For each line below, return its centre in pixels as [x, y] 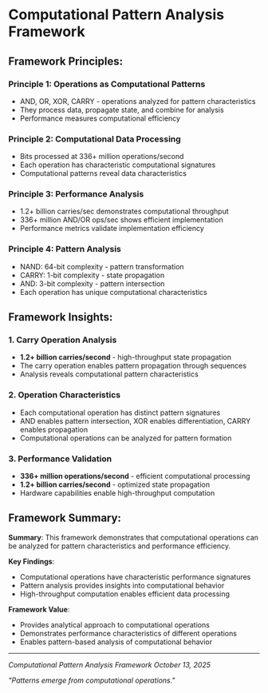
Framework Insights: [61, 317]
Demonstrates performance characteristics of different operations [128, 633]
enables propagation [54, 429]
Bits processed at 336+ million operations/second [102, 157]
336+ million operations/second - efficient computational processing [135, 476]
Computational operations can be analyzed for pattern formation [126, 438]
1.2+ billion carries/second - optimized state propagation [115, 484]
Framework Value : [39, 609]
